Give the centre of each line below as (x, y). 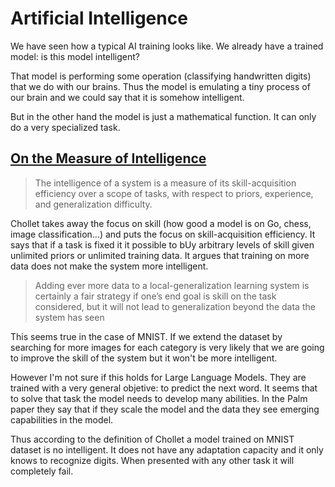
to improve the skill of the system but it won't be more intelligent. (144, 358)
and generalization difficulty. (93, 204)
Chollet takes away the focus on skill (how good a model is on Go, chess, (161, 223)
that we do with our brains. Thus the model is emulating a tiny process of (160, 86)
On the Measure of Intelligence (108, 158)
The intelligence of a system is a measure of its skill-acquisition (165, 183)
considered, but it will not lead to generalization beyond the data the (175, 306)
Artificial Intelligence (99, 18)
